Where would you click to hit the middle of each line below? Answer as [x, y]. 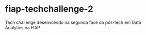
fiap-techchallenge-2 [49, 9]
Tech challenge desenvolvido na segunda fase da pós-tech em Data [73, 22]
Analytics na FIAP [23, 27]
